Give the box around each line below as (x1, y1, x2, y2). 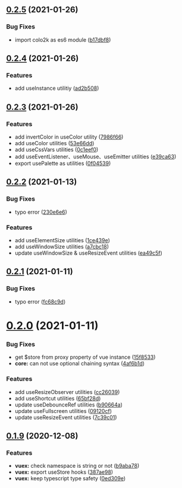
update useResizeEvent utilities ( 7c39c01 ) (14, 414, 117, 421)
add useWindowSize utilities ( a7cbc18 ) (14, 243, 109, 251)
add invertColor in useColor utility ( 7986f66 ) (14, 133, 124, 140)
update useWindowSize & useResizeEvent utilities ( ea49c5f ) (14, 249, 162, 256)
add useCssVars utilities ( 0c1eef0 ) (14, 146, 99, 154)
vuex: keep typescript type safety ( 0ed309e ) (14, 475, 126, 482)
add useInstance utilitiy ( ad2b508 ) (14, 85, 99, 92)
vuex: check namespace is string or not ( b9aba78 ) (14, 462, 140, 470)
